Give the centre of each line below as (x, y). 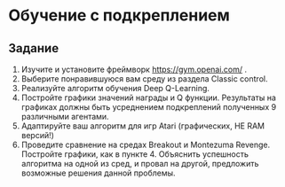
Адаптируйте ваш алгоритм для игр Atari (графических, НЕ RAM (143, 126)
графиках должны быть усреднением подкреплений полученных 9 (149, 107)
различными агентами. (65, 117)
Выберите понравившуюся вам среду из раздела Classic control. (144, 79)
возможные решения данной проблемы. (98, 173)
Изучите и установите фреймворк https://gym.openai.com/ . (134, 69)
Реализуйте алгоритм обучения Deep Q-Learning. (115, 88)
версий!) (38, 135)
